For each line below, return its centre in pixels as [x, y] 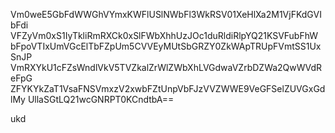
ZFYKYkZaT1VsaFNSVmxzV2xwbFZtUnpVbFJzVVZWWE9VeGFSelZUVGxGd [168, 88]
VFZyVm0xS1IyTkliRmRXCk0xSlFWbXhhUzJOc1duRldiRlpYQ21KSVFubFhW [164, 35]
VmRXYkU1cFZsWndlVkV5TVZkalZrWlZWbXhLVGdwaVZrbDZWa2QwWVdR [166, 67]
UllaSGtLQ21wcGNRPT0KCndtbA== [101, 99]
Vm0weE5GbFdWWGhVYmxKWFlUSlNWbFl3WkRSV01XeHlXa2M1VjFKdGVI [166, 14]
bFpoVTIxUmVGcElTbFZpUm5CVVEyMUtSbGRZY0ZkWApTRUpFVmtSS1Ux [166, 46]
